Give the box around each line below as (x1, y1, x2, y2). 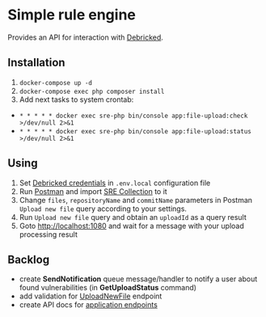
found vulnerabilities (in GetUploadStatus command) (19, 283, 197, 293)
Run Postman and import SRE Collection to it (19, 186, 167, 196)
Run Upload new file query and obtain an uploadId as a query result (19, 212, 247, 222)
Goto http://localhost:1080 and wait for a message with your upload (19, 221, 244, 230)
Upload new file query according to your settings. (19, 204, 188, 213)
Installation (7, 56, 65, 70)
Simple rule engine (7, 6, 137, 24)
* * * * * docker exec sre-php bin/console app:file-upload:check (19, 112, 248, 120)
